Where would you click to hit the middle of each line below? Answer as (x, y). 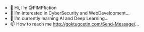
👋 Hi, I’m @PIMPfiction (33, 8)
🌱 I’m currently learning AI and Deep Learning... (59, 18)
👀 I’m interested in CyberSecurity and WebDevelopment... (70, 13)
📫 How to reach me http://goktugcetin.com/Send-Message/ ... (75, 24)
